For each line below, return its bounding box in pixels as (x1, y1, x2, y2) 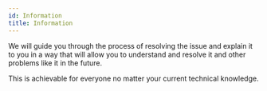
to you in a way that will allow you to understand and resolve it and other (8, 49, 246, 59)
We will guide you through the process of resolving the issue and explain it (8, 41, 253, 50)
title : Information (8, 19, 73, 27)
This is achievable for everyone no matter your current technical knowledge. (8, 73, 259, 83)
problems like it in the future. (8, 57, 102, 68)
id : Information (8, 11, 62, 20)
